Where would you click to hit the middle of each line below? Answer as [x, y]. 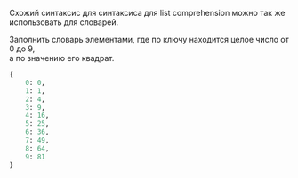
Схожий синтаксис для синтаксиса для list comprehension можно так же [147, 13]
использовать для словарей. [64, 22]
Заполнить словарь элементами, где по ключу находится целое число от [149, 39]
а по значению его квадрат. [62, 58]
